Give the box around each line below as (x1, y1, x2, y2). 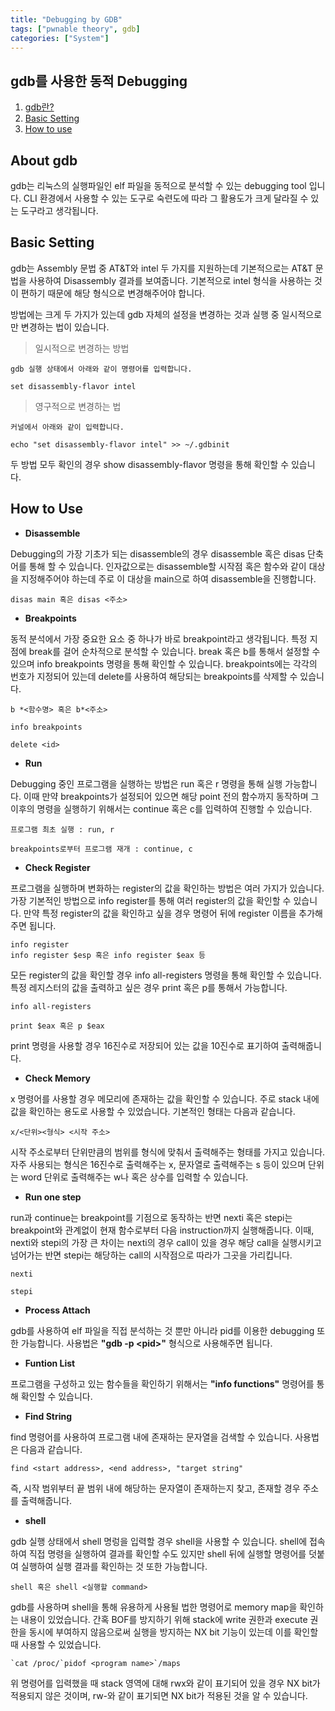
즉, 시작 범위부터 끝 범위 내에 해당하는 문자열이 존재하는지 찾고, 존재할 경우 (10, 1482, 301, 1494)
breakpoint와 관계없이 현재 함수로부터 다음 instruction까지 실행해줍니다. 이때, (10, 1224, 315, 1236)
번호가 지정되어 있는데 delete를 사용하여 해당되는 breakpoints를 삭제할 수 (10, 670, 298, 682)
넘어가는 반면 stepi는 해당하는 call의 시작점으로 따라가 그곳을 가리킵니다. (10, 1249, 293, 1261)
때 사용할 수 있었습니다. (10, 1638, 102, 1650)
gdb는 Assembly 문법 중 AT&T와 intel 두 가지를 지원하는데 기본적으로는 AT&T (10, 262, 313, 274)
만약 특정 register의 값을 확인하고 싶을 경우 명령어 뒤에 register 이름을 (23, 907, 297, 919)
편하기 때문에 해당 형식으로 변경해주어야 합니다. (20, 287, 206, 299)
